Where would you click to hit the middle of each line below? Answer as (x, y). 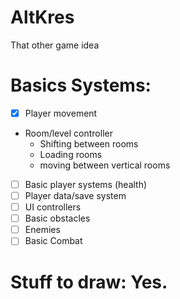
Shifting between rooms (89, 143)
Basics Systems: (81, 85)
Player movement (61, 113)
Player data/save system (75, 195)
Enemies (42, 230)
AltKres (42, 17)
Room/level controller (68, 133)
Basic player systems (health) (86, 184)
